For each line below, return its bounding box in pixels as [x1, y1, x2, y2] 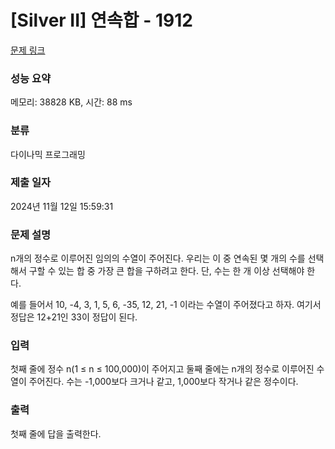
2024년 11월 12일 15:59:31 [10, 200, 114, 212]
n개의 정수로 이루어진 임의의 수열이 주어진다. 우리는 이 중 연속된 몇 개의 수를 [10, 252, 306, 265]
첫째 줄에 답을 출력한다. [10, 427, 102, 440]
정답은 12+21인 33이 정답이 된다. [10, 311, 138, 323]
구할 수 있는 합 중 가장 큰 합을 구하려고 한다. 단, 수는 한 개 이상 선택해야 [28, 265, 305, 277]
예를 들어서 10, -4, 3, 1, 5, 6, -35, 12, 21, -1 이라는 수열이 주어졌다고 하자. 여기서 [10, 299, 322, 311]
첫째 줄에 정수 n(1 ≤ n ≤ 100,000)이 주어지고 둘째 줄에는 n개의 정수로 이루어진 [10, 363, 315, 375]
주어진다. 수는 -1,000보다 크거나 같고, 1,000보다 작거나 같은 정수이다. [28, 376, 299, 388]
